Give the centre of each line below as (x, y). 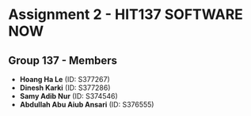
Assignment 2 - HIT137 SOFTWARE (126, 15)
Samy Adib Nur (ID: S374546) (69, 96)
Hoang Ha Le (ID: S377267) (65, 79)
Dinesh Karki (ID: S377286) (65, 88)
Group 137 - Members (63, 60)
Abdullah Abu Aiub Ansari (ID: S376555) (87, 105)
